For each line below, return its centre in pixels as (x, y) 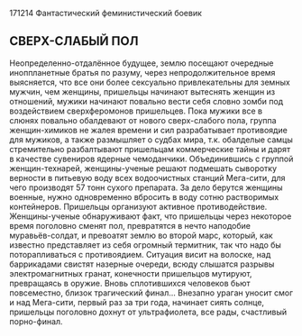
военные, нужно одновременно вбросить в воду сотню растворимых (144, 196)
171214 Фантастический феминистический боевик (106, 13)
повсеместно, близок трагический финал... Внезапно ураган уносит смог (151, 293)
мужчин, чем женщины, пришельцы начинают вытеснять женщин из (142, 91)
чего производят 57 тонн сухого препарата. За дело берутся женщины (146, 187)
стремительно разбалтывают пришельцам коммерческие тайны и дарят (150, 149)
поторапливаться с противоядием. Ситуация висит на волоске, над (140, 254)
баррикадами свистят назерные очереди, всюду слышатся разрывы (142, 264)
